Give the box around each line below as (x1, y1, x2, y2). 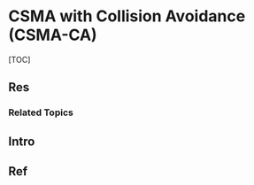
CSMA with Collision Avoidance (8, 6, 246, 27)
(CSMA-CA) (8, 25, 98, 45)
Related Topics (8, 106, 74, 119)
